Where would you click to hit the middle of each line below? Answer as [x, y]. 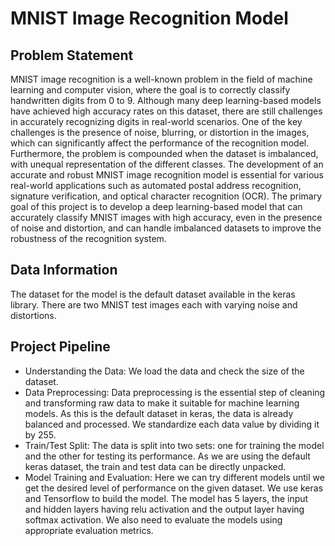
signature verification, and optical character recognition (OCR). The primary [166, 196]
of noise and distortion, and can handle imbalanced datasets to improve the [166, 228]
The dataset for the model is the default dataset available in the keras [153, 294]
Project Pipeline [60, 347]
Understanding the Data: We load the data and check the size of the [164, 371]
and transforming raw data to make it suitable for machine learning [162, 403]
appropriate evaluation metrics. [89, 530]
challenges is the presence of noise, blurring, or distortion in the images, [160, 132]
